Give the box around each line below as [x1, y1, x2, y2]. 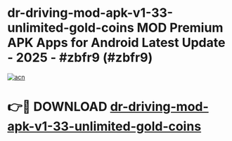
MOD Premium [136, 20, 224, 36]
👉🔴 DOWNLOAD [7, 99, 108, 115]
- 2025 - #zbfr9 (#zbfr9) [7, 50, 153, 66]
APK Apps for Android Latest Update [7, 35, 226, 51]
